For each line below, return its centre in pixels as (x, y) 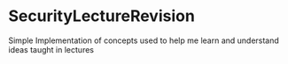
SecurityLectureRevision (102, 16)
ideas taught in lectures (51, 49)
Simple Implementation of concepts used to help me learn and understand (144, 40)
